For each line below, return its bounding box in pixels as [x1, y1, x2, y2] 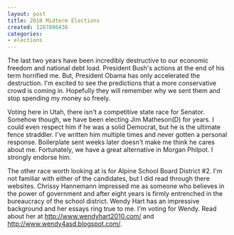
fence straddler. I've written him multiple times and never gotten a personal [7, 131, 228, 139]
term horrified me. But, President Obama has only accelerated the [7, 72, 201, 80]
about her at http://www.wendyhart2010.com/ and [7, 212, 154, 221]
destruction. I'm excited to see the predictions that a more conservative [7, 79, 217, 87]
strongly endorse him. [7, 153, 72, 162]
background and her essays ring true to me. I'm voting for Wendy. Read [7, 204, 217, 213]
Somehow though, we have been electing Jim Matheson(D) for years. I [7, 115, 215, 124]
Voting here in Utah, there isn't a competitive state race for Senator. [7, 108, 205, 116]
